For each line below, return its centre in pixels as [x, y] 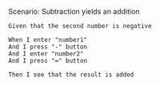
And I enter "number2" [46, 54]
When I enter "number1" [48, 40]
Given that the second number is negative [80, 26]
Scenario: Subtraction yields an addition [74, 12]
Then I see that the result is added [71, 75]
